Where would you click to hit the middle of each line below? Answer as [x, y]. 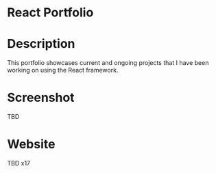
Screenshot [41, 98]
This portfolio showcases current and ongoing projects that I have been [108, 63]
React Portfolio [50, 13]
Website [31, 144]
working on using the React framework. [63, 70]
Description [41, 44]
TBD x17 [19, 163]
